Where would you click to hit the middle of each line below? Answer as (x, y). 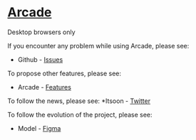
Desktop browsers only (42, 32)
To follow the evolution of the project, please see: (80, 114)
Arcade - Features (44, 87)
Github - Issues (40, 59)
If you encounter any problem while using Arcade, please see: (98, 45)
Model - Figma (39, 128)
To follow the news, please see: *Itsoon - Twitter (79, 101)
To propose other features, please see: (65, 73)
